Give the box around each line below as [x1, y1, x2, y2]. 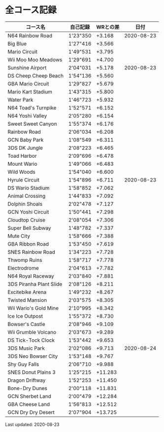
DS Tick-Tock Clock [7, 336, 55, 343]
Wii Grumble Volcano [7, 328, 57, 335]
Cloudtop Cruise [7, 216, 46, 223]
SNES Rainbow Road [7, 249, 56, 255]
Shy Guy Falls [7, 360, 39, 367]
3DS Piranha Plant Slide [7, 281, 63, 288]
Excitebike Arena [7, 288, 47, 295]
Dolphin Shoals [7, 200, 43, 207]
